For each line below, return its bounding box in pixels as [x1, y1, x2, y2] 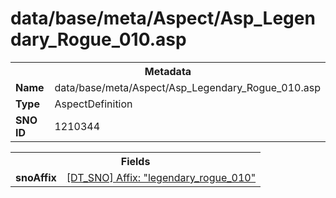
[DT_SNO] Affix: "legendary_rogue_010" [66, 170, 257, 184]
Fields [120, 154, 151, 168]
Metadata [144, 64, 192, 78]
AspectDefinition [54, 97, 133, 111]
